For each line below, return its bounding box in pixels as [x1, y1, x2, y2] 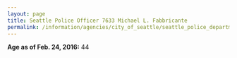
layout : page [7, 10, 46, 18]
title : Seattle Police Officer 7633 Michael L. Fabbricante [7, 17, 188, 24]
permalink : [7, 23, 39, 30]
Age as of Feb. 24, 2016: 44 [7, 43, 90, 52]
